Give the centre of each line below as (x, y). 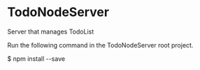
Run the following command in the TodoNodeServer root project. (100, 45)
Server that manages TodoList (51, 31)
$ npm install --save (36, 58)
